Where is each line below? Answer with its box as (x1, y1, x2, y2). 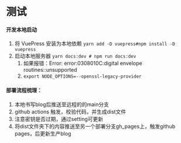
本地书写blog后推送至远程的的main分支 (14, 100, 110, 108)
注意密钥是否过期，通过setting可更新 (14, 115, 104, 123)
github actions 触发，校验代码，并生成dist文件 (14, 108, 127, 115)
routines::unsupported (23, 67, 77, 74)
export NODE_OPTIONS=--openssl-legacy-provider (23, 74, 142, 79)
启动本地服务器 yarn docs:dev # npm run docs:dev (14, 53, 136, 60)
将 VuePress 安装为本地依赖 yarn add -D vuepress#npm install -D (14, 40, 176, 47)
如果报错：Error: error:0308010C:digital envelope (23, 60, 142, 67)
